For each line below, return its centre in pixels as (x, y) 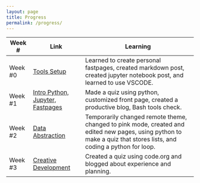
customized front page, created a (132, 100)
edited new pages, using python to (134, 132)
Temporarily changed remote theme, (136, 117)
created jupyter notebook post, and (135, 75)
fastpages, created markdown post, (135, 68)
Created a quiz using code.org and (134, 157)
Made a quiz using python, (122, 92)
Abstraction (49, 136)
